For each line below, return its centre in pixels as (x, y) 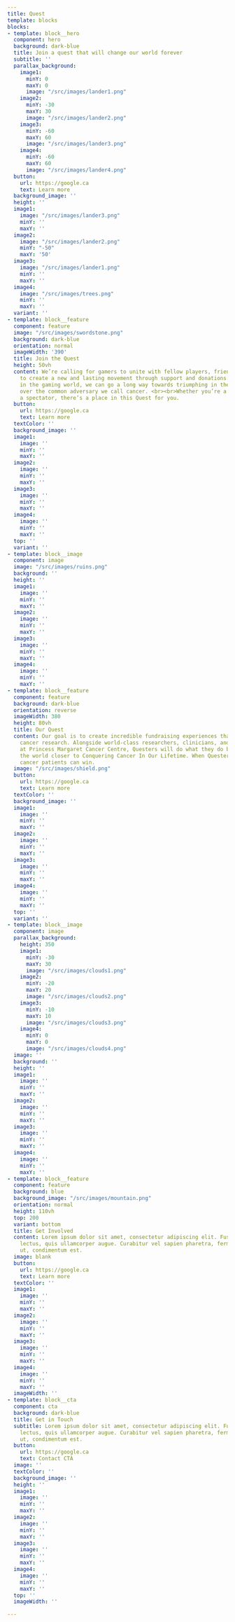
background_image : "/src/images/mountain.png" (83, 1198)
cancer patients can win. (58, 762)
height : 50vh (33, 365)
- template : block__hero (43, 33)
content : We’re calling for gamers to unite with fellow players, (112, 372)
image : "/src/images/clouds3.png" (76, 1023)
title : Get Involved (43, 1231)
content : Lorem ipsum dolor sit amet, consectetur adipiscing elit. (115, 1237)
